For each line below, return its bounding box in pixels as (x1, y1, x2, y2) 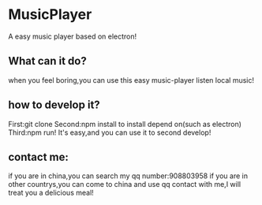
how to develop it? (8, 99, 100, 112)
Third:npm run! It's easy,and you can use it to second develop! (8, 128, 211, 137)
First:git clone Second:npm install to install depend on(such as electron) (8, 119, 242, 129)
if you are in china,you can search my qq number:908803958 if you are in (8, 171, 249, 181)
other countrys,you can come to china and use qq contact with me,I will (8, 180, 241, 189)
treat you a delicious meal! (8, 188, 95, 198)
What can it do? (8, 54, 87, 68)
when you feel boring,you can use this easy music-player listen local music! (8, 75, 255, 84)
